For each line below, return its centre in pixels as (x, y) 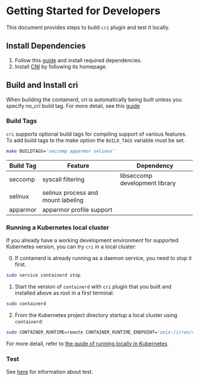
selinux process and (70, 193)
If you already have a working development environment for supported (92, 241)
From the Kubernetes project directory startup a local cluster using (96, 315)
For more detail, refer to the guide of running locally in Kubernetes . (87, 343)
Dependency (155, 165)
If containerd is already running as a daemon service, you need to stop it (103, 258)
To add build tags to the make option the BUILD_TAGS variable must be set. (96, 140)
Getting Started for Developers (84, 11)
